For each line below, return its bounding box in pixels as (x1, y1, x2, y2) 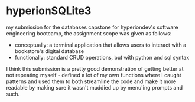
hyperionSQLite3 (6, 4, 92, 18)
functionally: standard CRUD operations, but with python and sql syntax (14, 54, 190, 61)
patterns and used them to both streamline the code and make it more (6, 78, 177, 85)
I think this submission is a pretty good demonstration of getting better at (6, 65, 184, 72)
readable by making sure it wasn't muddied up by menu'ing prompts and (6, 84, 183, 91)
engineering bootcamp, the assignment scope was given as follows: (6, 29, 172, 37)
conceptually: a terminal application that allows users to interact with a (14, 41, 187, 48)
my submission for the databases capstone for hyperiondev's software (6, 24, 178, 31)
